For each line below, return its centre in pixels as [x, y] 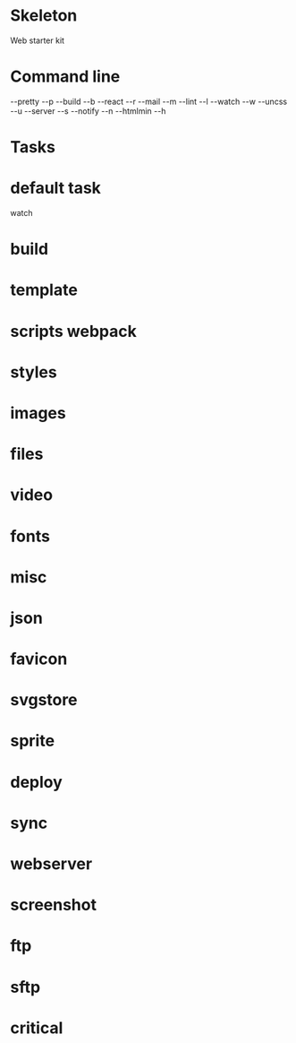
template [44, 290]
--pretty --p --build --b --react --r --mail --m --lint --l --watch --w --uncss [149, 101]
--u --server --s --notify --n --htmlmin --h [88, 111]
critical [37, 1028]
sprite [33, 741]
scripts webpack [73, 331]
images [38, 413]
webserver [51, 864]
